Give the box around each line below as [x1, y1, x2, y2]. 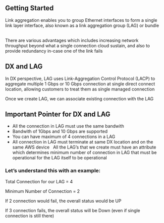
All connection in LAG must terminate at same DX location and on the [12, 139, 154, 145]
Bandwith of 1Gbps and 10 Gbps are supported [12, 129, 108, 135]
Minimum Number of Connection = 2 [5, 188, 80, 194]
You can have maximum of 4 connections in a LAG [12, 134, 115, 140]
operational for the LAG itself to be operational [12, 155, 108, 161]
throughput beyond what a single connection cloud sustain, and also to [5, 42, 150, 49]
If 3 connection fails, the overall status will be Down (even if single [5, 207, 140, 213]
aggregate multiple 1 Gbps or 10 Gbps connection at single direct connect [5, 80, 155, 86]
